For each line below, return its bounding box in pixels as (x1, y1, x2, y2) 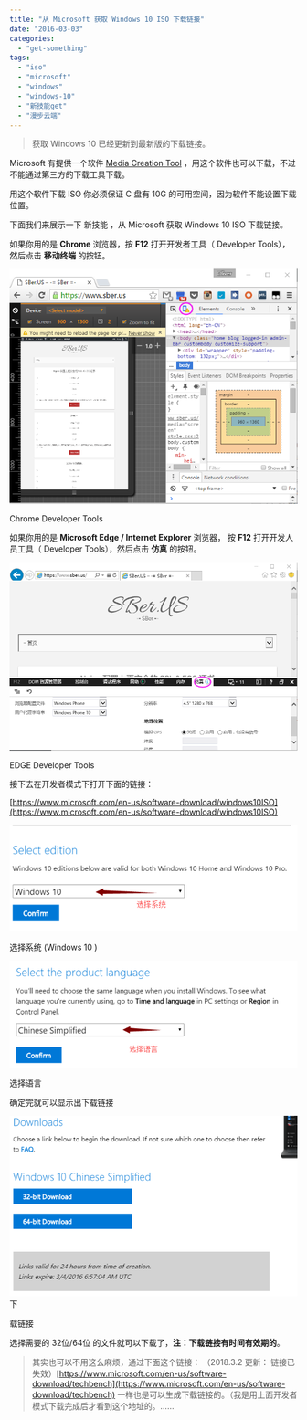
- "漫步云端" (17, 110, 62, 121)
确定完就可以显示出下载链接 (9, 1097, 114, 1108)
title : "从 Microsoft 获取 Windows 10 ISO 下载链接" (9, 15, 205, 24)
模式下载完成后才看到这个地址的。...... (31, 1401, 175, 1412)
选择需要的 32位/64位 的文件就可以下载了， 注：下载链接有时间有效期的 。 (9, 1338, 285, 1349)
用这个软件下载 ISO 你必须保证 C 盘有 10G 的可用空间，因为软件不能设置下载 (9, 188, 297, 200)
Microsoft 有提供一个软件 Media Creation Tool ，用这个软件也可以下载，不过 (9, 158, 297, 169)
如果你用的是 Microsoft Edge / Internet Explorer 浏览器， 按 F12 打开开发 (9, 531, 286, 542)
